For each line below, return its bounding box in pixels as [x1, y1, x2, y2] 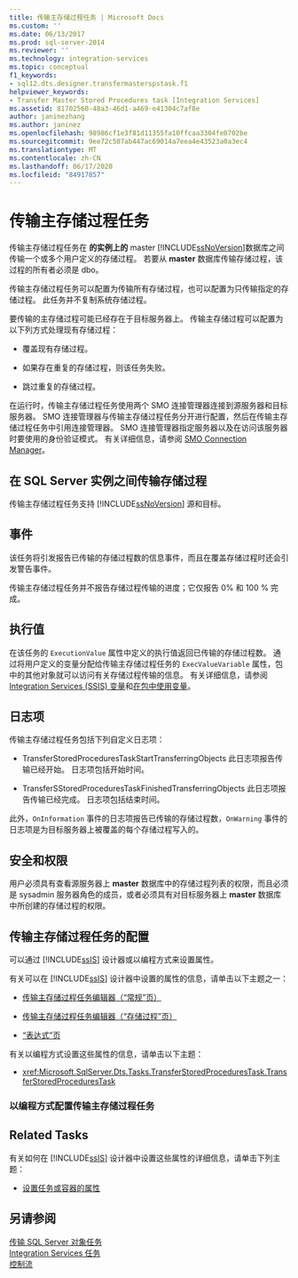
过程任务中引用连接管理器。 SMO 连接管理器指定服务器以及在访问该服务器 [16, 422, 288, 433]
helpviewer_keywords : [9, 87, 90, 96]
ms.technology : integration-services [9, 54, 149, 63]
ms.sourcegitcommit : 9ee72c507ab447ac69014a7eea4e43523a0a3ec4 [9, 137, 248, 146]
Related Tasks [9, 1128, 89, 1143]
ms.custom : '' [9, 21, 62, 30]
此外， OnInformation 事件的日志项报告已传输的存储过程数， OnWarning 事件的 [9, 813, 288, 824]
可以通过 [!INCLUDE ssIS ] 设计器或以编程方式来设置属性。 [9, 954, 219, 965]
